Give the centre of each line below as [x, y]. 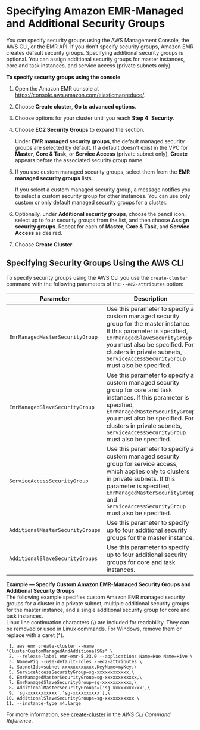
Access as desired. [38, 233]
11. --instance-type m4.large [44, 703]
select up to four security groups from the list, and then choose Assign [102, 220]
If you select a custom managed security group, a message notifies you [103, 190]
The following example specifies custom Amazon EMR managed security [96, 597]
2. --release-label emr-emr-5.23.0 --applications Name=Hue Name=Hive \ [101, 656]
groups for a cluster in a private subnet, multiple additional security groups [98, 603]
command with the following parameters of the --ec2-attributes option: [95, 284]
